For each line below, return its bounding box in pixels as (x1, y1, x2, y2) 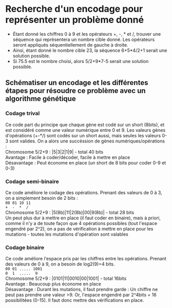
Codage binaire (5, 244, 45, 251)
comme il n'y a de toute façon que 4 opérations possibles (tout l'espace (5, 220, 158, 226)
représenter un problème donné (5, 14, 144, 26)
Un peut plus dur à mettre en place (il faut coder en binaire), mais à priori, (5, 215, 161, 221)
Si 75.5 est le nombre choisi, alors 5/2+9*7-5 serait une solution (12, 58, 149, 64)
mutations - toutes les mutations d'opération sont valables (5, 231, 128, 237)
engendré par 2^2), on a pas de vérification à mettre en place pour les (5, 225, 154, 232)
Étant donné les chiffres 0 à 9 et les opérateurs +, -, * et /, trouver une (12, 31, 161, 37)
